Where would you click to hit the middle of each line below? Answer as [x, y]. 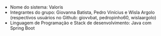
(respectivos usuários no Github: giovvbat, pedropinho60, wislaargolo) [83, 18]
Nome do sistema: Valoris [36, 7]
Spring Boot [22, 28]
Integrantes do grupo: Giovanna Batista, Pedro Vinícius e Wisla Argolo [82, 12]
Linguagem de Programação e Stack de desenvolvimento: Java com [81, 23]
